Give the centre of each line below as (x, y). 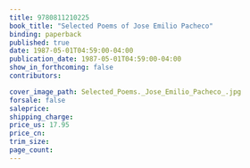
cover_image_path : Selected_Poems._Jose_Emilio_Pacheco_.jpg (125, 92)
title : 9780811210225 (50, 17)
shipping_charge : (42, 117)
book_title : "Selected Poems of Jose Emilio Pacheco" (112, 26)
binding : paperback (46, 34)
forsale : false (37, 100)
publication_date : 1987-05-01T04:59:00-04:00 (95, 59)
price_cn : (28, 134)
